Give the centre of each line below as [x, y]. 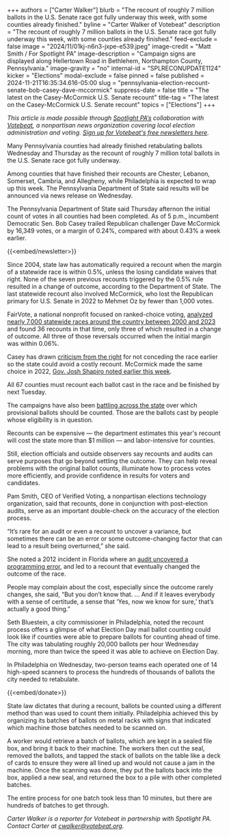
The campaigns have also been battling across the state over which [102, 405]
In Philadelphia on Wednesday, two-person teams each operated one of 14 [112, 664]
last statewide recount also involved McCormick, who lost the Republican [110, 294]
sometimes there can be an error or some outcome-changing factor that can [115, 539]
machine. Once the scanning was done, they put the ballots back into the [110, 770]
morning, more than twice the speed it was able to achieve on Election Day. [113, 651]
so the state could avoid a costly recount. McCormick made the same [105, 364]
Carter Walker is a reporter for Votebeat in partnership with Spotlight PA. [109, 818]
